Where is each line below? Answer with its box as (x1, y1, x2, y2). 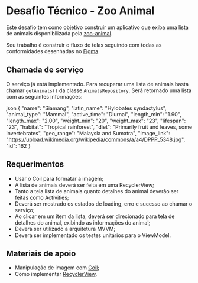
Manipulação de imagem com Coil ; (14, 264, 99, 271)
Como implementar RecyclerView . (14, 271, 98, 278)
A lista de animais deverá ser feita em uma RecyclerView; (14, 181, 155, 188)
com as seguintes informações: (6, 93, 83, 100)
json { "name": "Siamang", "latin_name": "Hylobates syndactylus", (6, 105, 167, 112)
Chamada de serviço (6, 65, 84, 75)
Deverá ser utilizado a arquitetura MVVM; (14, 225, 116, 232)
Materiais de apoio (6, 248, 76, 258)
